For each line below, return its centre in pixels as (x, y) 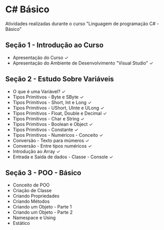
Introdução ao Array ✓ (36, 151)
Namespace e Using (34, 218)
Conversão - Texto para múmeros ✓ (51, 140)
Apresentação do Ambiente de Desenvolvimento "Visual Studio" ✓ (83, 63)
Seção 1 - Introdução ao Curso (55, 45)
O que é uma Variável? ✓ (39, 91)
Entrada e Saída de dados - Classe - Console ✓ (63, 157)
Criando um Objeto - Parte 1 (42, 207)
